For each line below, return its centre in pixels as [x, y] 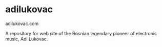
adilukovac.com [22, 24]
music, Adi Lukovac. [27, 39]
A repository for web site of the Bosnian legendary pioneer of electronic [81, 33]
